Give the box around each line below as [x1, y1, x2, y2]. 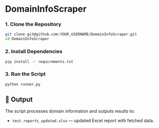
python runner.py [5, 82, 41, 86]
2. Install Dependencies [5, 48, 63, 55]
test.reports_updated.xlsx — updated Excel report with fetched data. [12, 118, 155, 124]
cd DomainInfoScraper [5, 37, 50, 42]
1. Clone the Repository [5, 21, 61, 28]
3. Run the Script [5, 71, 46, 78]
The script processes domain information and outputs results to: [5, 108, 135, 114]
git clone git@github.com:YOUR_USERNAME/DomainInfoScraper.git [5, 32, 137, 37]
